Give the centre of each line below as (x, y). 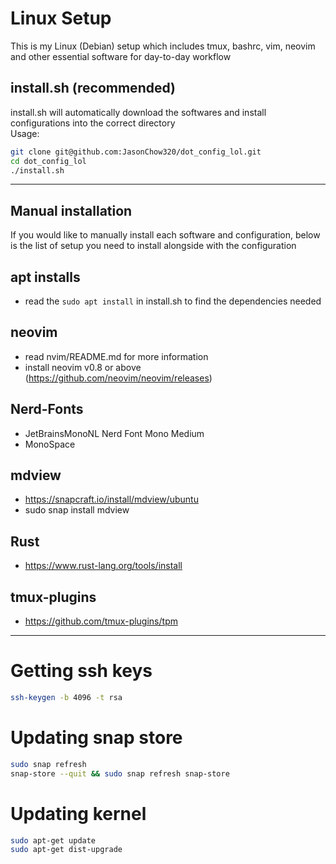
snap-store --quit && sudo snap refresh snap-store (120, 773)
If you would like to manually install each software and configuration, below (165, 235)
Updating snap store (96, 738)
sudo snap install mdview (77, 510)
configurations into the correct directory (93, 123)
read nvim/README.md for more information (116, 356)
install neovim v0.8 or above (83, 367)
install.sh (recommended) (93, 88)
